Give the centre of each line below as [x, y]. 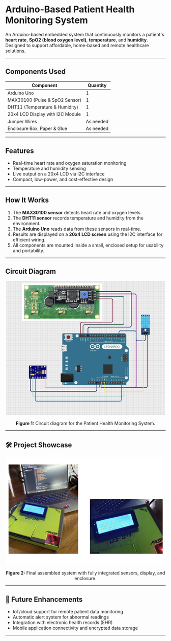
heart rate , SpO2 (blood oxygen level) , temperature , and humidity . [77, 40]
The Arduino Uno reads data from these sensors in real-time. [77, 229]
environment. [26, 223]
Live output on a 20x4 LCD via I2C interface [59, 174]
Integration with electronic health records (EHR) [63, 623]
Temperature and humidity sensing [49, 169]
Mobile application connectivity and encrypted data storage [75, 628]
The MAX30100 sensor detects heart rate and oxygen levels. [77, 212]
